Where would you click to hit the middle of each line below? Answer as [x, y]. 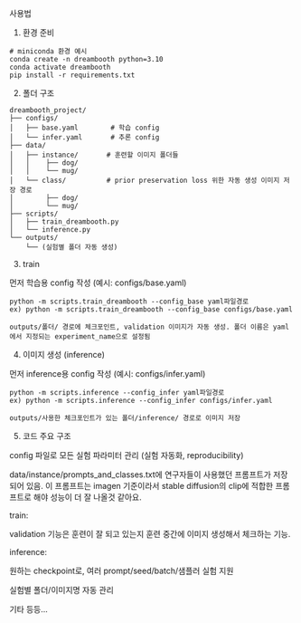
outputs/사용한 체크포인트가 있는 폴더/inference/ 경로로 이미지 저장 [125, 418]
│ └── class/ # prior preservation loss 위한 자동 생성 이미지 [145, 180]
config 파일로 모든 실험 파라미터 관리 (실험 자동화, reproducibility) [127, 455]
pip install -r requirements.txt [72, 75]
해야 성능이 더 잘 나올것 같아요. [87, 497]
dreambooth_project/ [48, 110]
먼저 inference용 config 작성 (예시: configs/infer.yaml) [108, 374]
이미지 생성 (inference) [64, 355]
